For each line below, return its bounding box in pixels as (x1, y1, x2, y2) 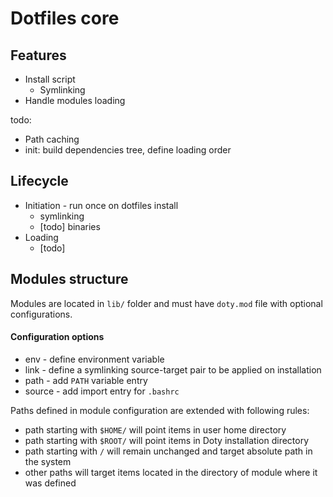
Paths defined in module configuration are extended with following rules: (10, 404, 310, 416)
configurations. (10, 308, 73, 320)
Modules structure (10, 271, 129, 288)
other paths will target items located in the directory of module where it (24, 466, 318, 478)
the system (24, 455, 72, 467)
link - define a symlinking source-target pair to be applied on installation (24, 363, 322, 376)
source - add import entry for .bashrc (24, 385, 180, 397)
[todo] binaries (39, 220, 101, 232)
